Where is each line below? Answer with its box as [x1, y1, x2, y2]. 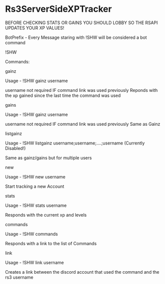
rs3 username [5, 274, 33, 280]
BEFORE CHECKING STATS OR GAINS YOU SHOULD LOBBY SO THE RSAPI [5, 20, 158, 26]
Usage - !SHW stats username [5, 202, 67, 208]
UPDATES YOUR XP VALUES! [5, 25, 65, 30]
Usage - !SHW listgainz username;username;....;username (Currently [5, 140, 145, 146]
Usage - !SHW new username [5, 173, 66, 180]
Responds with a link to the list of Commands [5, 240, 97, 246]
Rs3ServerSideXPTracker [5, 3, 112, 15]
